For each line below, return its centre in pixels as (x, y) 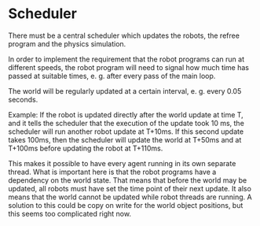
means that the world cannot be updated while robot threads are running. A (130, 197)
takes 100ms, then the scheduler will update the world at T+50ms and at (125, 139)
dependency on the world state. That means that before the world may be (128, 180)
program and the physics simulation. (67, 43)
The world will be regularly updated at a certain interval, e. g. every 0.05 (125, 91)
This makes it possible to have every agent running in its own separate (122, 163)
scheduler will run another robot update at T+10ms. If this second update (126, 132)
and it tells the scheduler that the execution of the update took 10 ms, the (126, 123)
